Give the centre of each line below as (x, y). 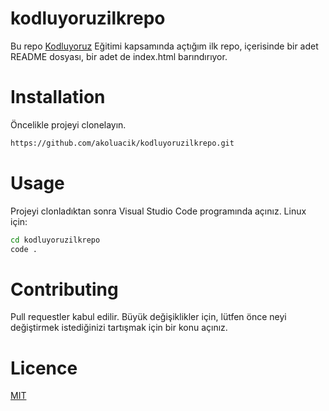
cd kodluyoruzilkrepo (55, 240)
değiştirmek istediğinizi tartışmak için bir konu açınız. (119, 328)
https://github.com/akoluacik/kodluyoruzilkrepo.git (122, 143)
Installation (58, 97)
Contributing (64, 289)
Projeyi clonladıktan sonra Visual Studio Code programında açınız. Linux (158, 211)
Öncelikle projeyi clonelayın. (68, 124)
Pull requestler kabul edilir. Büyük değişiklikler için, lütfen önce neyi (148, 317)
